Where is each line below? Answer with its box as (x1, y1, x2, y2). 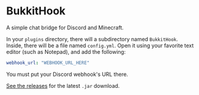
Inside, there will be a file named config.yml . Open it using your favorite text (6, 42, 194, 49)
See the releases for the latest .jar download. (6, 82, 120, 89)
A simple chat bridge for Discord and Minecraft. (6, 24, 124, 31)
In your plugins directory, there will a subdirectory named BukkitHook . (6, 35, 178, 42)
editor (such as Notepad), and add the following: (6, 48, 126, 55)
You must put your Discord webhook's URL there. (6, 71, 128, 78)
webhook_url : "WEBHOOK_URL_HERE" (6, 60, 90, 66)
